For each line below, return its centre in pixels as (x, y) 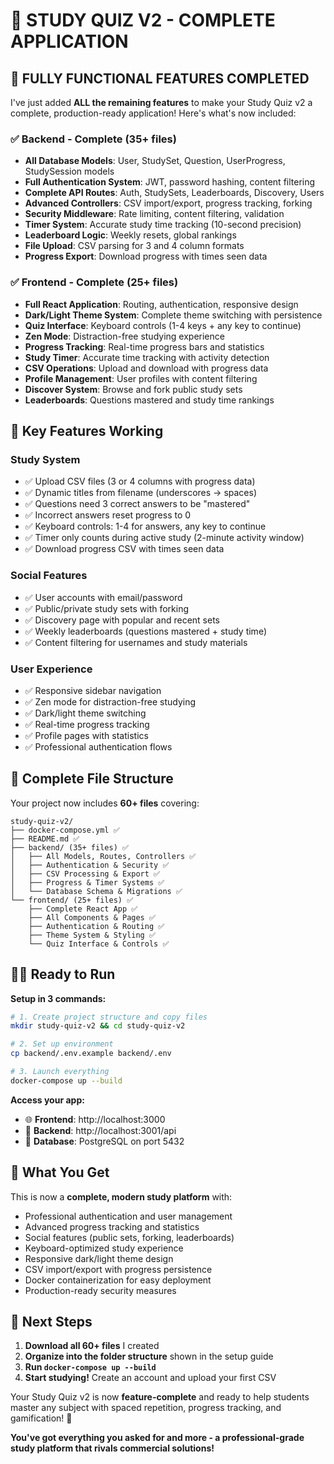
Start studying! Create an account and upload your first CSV (150, 1378)
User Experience (51, 669)
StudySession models (69, 171)
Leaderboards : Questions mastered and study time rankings (149, 400)
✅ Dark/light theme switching (85, 713)
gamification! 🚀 (41, 1418)
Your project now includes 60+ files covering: (105, 803)
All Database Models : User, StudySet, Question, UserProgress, (155, 161)
